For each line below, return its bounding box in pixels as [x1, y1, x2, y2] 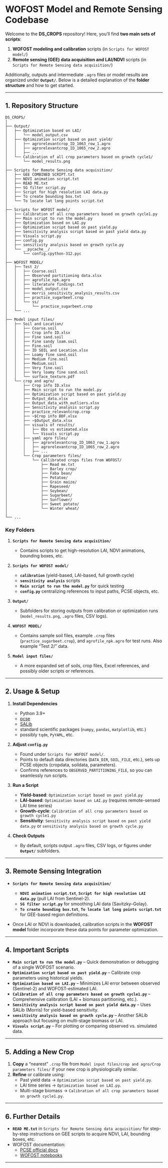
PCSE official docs [19, 1147, 58, 1153]
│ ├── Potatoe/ [5, 475, 68, 480]
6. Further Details [5, 1112, 60, 1121]
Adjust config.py [12, 741, 48, 747]
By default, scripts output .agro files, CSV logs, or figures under [19, 842, 151, 848]
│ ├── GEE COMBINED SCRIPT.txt [5, 172, 75, 177]
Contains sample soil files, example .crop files [19, 633, 115, 639]
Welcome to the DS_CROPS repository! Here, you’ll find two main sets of [5, 31, 156, 37]
